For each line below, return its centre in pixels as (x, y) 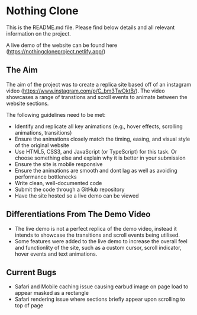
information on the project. (38, 33)
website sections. (28, 103)
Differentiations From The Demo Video (78, 214)
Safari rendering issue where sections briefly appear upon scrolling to (100, 299)
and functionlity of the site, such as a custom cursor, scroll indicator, (98, 247)
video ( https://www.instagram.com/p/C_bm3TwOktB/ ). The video (85, 91)
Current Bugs (31, 272)
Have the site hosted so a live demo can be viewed (77, 195)
